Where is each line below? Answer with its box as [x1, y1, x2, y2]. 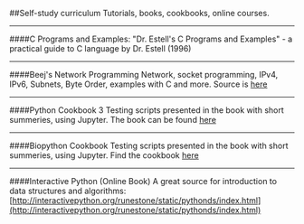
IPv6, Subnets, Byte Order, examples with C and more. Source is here [9, 79, 268, 89]
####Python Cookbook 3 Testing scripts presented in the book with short [9, 105, 285, 116]
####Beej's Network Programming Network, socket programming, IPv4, [9, 70, 279, 79]
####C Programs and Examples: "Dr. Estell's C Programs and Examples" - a [9, 33, 293, 44]
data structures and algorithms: [9, 185, 127, 196]
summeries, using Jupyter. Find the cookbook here [9, 150, 199, 161]
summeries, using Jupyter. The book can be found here [9, 115, 217, 125]
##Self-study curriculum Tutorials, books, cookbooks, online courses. [9, 8, 270, 18]
